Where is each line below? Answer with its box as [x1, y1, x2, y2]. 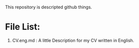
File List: [5, 22, 40, 32]
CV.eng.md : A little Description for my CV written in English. [12, 37, 134, 43]
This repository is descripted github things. [5, 4, 92, 10]
